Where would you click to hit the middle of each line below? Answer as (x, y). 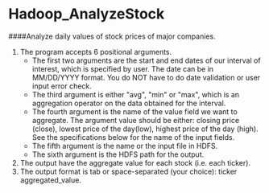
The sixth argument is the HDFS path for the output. (118, 154)
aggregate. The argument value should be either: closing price (136, 120)
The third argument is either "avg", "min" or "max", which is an (136, 94)
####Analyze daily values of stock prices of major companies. (112, 36)
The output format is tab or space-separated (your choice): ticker (128, 171)
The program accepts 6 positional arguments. (96, 51)
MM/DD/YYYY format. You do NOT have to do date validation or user (146, 77)
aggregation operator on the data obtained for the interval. (129, 103)
